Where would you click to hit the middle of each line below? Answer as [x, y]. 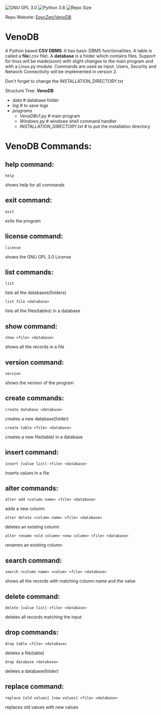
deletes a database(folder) [32, 671]
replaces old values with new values [42, 707]
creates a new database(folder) [37, 419]
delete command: [32, 597]
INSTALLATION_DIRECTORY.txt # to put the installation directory [85, 126]
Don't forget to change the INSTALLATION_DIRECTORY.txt [64, 81]
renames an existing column [34, 545]
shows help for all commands [35, 185]
